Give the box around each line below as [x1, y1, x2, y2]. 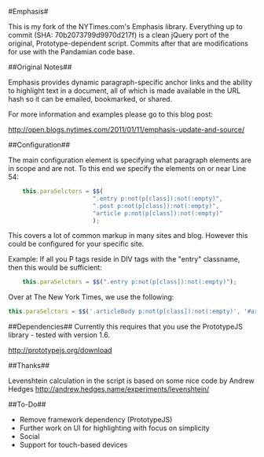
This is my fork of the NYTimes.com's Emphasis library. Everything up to [8, 22, 244, 31]
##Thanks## [8, 361, 49, 370]
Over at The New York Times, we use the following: [8, 292, 174, 302]
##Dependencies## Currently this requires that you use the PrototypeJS [8, 322, 244, 332]
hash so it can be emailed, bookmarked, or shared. [8, 95, 173, 103]
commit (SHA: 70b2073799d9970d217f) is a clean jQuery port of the [8, 31, 229, 39]
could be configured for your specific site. [8, 240, 145, 249]
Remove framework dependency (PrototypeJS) [19, 415, 173, 425]
